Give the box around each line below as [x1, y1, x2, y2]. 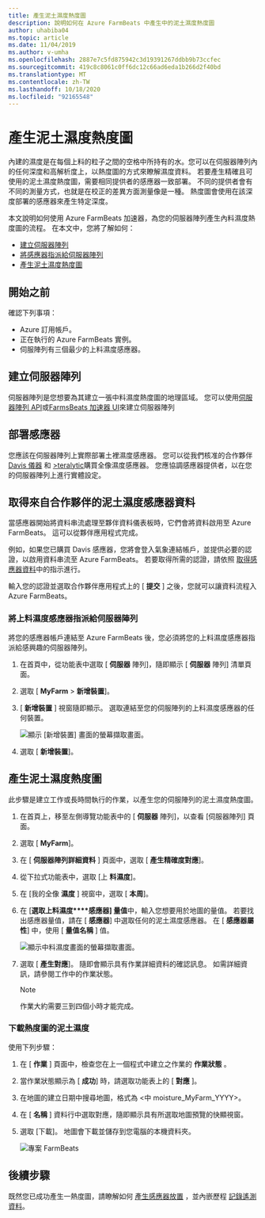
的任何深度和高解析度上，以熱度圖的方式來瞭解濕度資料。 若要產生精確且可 [8, 167, 253, 177]
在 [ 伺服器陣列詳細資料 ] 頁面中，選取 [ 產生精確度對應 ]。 [19, 855, 208, 865]
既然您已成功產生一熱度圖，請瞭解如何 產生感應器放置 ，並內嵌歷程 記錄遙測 [8, 1191, 257, 1201]
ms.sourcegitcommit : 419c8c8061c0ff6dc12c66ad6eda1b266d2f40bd [8, 63, 221, 71]
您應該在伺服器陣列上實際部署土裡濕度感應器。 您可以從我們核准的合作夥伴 [8, 450, 253, 460]
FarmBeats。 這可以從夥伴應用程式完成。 [8, 528, 142, 537]
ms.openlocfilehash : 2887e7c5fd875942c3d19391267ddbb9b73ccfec [8, 56, 221, 64]
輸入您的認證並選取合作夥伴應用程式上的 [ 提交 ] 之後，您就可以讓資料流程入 [8, 582, 257, 591]
